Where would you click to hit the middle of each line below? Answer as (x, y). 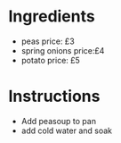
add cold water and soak (67, 130)
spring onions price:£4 (63, 50)
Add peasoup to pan (59, 121)
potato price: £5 (51, 60)
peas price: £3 (48, 41)
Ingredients (52, 17)
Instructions (54, 97)
